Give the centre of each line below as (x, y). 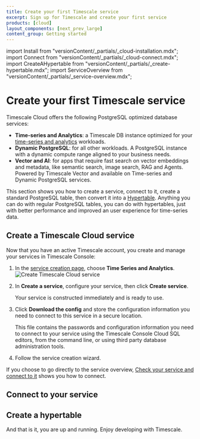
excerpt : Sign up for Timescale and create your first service (87, 17)
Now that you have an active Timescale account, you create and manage (96, 250)
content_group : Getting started (46, 34)
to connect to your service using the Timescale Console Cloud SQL (97, 334)
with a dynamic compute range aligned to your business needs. (93, 155)
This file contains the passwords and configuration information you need (104, 327)
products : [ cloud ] (29, 23)
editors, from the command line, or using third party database (90, 340)
